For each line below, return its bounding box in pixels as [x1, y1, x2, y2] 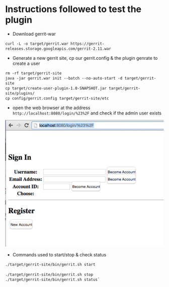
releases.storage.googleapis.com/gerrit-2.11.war [5, 46, 112, 51]
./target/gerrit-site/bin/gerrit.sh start [5, 262, 96, 267]
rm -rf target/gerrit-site [5, 70, 62, 76]
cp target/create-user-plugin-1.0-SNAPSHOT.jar [5, 85, 107, 91]
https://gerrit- [70, 41, 105, 46]
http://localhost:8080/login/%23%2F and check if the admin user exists [12, 110, 162, 116]
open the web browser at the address [12, 105, 91, 111]
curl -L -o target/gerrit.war [5, 41, 69, 46]
